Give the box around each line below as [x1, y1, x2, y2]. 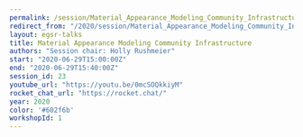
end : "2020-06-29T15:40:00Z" [9, 64, 119, 73]
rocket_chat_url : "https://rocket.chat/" [9, 88, 168, 97]
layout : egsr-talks [9, 30, 83, 39]
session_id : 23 [9, 72, 67, 81]
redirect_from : [9, 22, 67, 31]
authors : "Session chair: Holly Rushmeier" [9, 47, 176, 56]
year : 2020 [9, 96, 50, 106]
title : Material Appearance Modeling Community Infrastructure [9, 38, 252, 48]
